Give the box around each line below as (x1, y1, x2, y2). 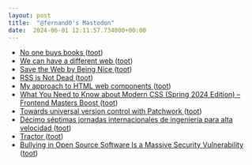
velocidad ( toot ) (19, 123, 72, 133)
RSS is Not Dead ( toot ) (19, 73, 93, 83)
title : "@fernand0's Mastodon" (8, 19, 115, 27)
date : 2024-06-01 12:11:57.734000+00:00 (8, 26, 147, 34)
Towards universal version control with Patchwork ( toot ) (19, 107, 203, 116)
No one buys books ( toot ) (19, 48, 103, 58)
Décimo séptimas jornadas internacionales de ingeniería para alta (19, 115, 233, 125)
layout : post (8, 11, 51, 20)
